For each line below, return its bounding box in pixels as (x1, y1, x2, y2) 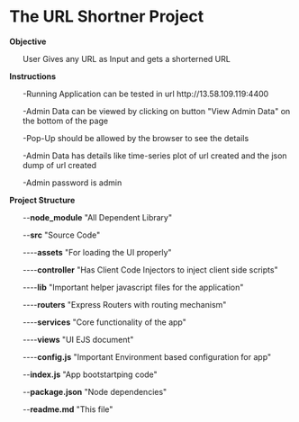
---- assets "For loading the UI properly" (22, 247, 173, 257)
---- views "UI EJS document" (22, 334, 134, 345)
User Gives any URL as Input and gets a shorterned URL (22, 53, 231, 64)
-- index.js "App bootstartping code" (22, 369, 158, 380)
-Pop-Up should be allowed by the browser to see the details (22, 132, 249, 143)
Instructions (9, 70, 57, 82)
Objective (9, 36, 47, 47)
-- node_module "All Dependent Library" (22, 211, 173, 222)
